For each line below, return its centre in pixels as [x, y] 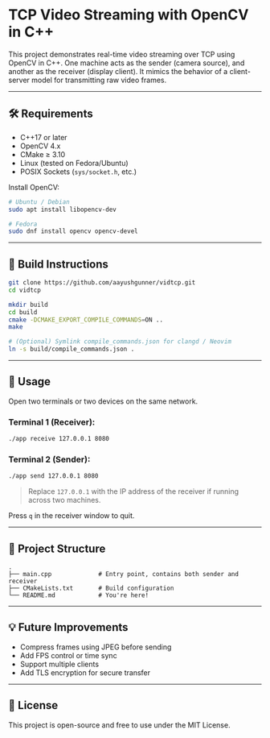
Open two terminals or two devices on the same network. [103, 401]
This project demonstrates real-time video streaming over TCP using [122, 54]
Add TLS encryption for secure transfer [85, 672]
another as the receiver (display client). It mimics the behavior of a [118, 71]
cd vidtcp [25, 290]
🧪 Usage [29, 381]
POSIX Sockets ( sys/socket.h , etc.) [78, 172]
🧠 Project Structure [57, 548]
